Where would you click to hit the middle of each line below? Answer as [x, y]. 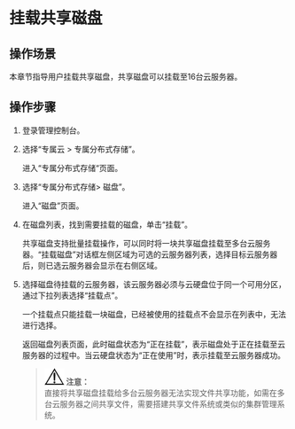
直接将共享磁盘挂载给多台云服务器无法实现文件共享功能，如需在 [160, 393]
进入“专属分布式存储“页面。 [72, 168]
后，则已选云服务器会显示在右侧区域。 [92, 265]
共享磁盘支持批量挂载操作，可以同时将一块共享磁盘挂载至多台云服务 [146, 243]
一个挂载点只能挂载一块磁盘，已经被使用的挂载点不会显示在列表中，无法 [154, 314]
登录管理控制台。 [53, 130]
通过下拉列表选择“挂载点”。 [72, 295]
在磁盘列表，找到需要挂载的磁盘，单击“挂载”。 [107, 224]
